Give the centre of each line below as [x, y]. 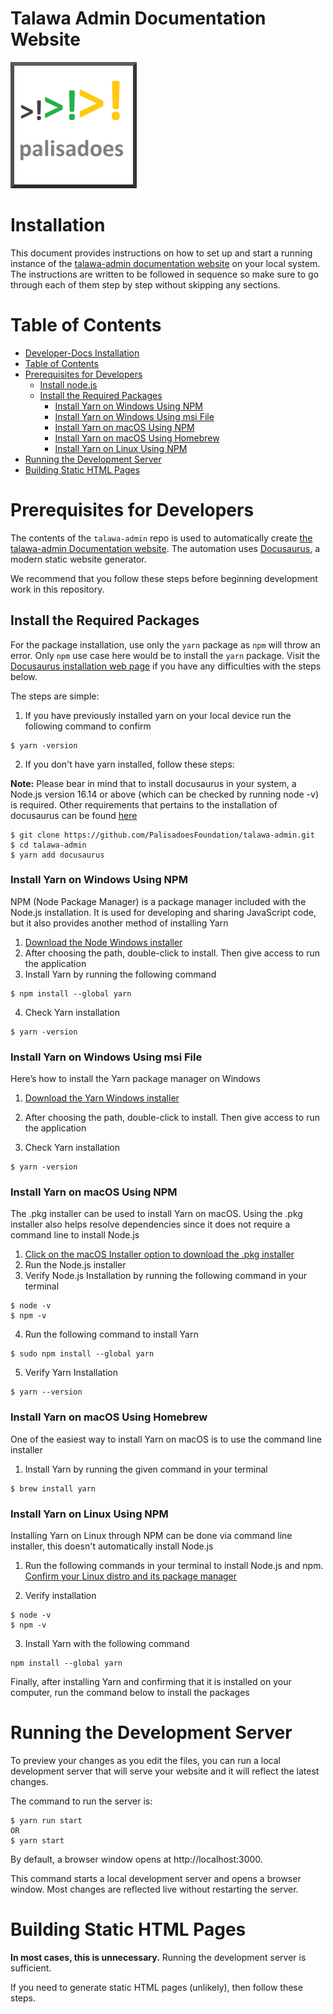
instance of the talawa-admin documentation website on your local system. [165, 263]
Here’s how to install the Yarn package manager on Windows [135, 1079]
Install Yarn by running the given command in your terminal [146, 1469]
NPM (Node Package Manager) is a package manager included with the [158, 901]
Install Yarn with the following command [107, 1644]
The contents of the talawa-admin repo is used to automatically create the [161, 538]
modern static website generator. [78, 559]
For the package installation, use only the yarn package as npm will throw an [165, 644]
